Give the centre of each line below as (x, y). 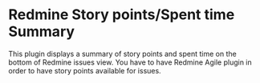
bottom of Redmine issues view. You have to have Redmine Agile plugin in (130, 62)
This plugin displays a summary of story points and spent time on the (122, 53)
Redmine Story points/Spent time (122, 15)
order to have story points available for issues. (85, 70)
